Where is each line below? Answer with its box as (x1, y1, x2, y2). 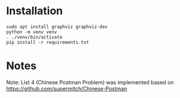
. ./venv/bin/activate (6, 34, 63, 40)
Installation (6, 4, 63, 18)
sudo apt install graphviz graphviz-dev (6, 24, 108, 30)
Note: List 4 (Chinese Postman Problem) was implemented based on (6, 78, 174, 86)
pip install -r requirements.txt (6, 39, 89, 45)
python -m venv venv (6, 29, 58, 35)
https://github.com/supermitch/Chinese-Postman (6, 85, 128, 92)
